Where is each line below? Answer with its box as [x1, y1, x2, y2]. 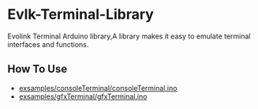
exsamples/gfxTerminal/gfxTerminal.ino [18, 92, 148, 101]
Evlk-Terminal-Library [7, 5, 155, 24]
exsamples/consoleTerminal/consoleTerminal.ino [18, 83, 178, 93]
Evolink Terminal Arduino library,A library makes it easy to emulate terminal [7, 31, 251, 41]
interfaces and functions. [7, 39, 89, 49]
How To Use [7, 63, 68, 76]
